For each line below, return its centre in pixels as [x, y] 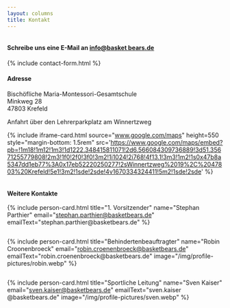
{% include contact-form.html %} [54, 63]
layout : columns [30, 13]
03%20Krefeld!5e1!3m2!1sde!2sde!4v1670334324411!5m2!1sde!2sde [104, 171]
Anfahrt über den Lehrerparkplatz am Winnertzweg [79, 121]
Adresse [20, 79]
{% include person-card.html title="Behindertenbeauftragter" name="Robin [114, 241]
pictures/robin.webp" [37, 263]
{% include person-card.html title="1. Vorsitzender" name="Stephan [103, 208]
